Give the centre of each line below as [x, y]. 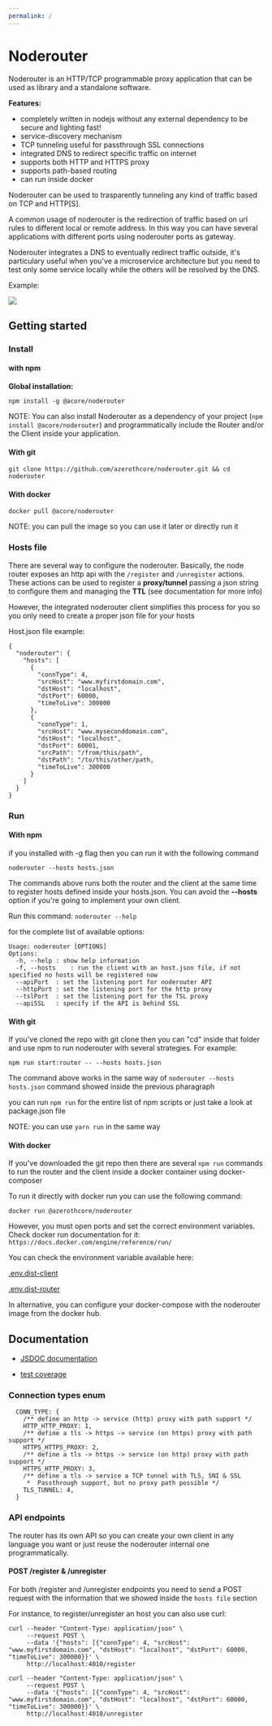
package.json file [37, 1111]
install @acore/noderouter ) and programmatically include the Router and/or [136, 425]
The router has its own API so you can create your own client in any [121, 1535]
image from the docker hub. [55, 1314]
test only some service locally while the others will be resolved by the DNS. [134, 270]
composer [26, 1180]
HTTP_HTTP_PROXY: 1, [58, 1426]
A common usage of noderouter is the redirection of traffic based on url [128, 219]
